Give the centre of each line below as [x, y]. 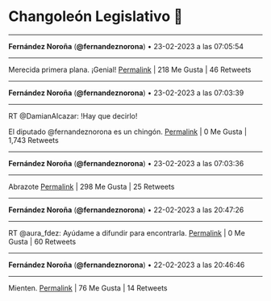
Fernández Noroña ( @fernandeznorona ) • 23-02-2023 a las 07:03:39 [126, 93]
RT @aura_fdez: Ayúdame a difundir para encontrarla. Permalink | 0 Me [127, 232]
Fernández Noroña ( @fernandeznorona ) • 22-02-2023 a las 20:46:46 [127, 265]
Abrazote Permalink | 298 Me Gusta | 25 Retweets [92, 186]
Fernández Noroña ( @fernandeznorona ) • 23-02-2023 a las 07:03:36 [126, 163]
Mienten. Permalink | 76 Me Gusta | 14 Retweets [88, 288]
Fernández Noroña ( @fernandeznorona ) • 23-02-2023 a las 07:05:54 [126, 46]
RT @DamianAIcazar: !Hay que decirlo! [73, 115]
